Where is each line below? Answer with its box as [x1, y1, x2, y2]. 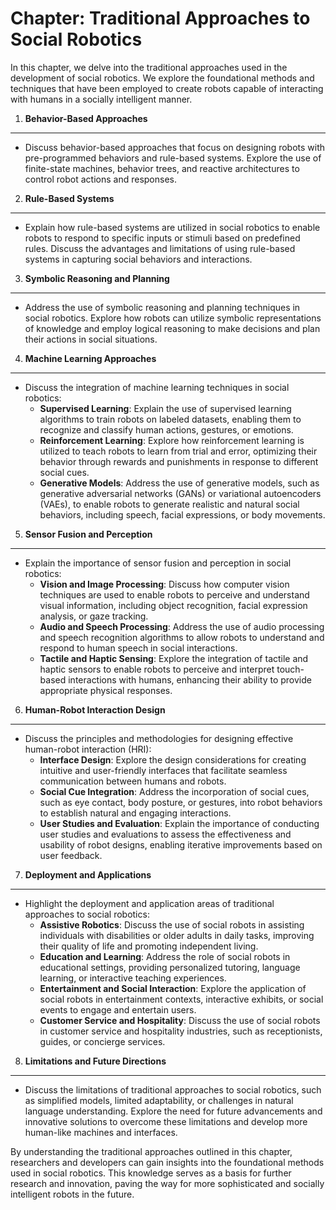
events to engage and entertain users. [39, 1003, 197, 1016]
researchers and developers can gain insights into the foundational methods [10, 1156, 325, 1168]
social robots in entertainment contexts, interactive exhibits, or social [39, 993, 324, 1005]
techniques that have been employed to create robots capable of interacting [10, 82, 324, 94]
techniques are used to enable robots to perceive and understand [39, 588, 310, 601]
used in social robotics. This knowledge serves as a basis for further [10, 1167, 292, 1179]
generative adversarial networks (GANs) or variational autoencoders [39, 487, 322, 499]
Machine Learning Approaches [24, 352, 157, 364]
